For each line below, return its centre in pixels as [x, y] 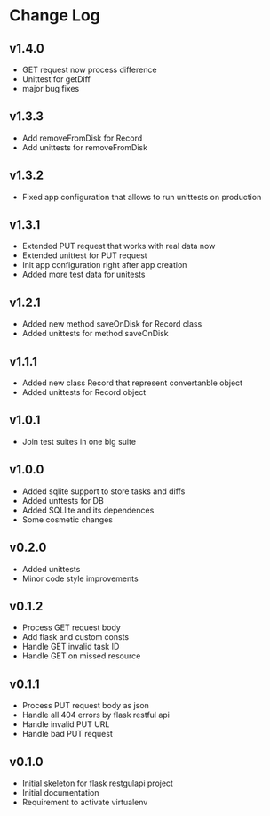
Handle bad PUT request [67, 734]
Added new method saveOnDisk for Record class [112, 324]
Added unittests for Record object [84, 392]
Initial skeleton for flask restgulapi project [97, 783]
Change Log [55, 16]
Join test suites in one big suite [79, 441]
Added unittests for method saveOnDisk [95, 334]
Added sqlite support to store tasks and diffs [103, 491]
